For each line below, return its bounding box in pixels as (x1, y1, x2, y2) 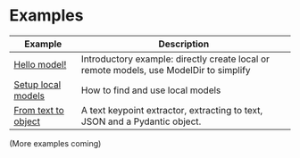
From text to (13, 104, 64, 116)
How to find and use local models (80, 84, 221, 96)
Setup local (13, 78, 62, 90)
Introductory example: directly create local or (80, 53, 271, 65)
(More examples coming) (9, 137, 102, 148)
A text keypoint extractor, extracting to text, (80, 104, 263, 116)
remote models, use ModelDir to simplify (80, 63, 251, 76)
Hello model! (13, 58, 67, 71)
